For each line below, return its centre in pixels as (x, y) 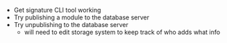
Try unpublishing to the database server (71, 25)
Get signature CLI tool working (57, 10)
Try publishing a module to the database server (81, 17)
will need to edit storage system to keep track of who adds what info (122, 32)
